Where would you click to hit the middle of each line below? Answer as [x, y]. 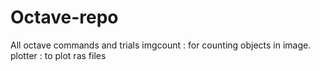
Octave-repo [64, 17]
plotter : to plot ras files [58, 55]
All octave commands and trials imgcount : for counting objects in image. [161, 45]
